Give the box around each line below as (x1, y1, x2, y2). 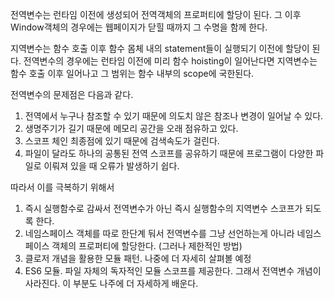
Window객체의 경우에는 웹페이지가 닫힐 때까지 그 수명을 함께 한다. (10, 21, 268, 33)
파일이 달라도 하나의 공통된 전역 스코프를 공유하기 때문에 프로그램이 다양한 (24, 148, 314, 159)
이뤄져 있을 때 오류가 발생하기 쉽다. (43, 160, 180, 172)
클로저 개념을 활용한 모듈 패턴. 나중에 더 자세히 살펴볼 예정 (24, 253, 252, 264)
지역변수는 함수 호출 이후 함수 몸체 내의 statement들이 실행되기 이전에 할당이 (10, 43, 310, 54)
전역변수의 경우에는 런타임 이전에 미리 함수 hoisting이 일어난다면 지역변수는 (23, 55, 318, 67)
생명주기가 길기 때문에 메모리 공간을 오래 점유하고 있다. (24, 123, 239, 134)
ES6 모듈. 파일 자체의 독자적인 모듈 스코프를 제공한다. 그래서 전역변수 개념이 (24, 265, 322, 277)
